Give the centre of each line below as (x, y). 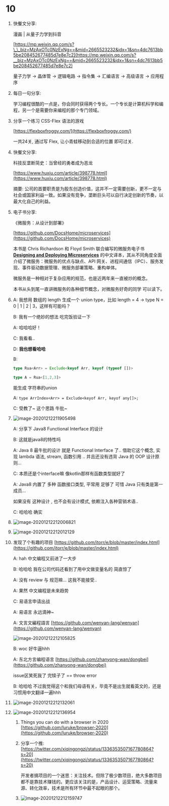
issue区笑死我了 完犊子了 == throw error (55, 675)
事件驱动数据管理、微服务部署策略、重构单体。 (71, 267)
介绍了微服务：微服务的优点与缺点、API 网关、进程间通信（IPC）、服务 (86, 261)
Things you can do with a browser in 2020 (65, 722)
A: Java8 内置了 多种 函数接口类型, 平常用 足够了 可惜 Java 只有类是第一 (88, 484)
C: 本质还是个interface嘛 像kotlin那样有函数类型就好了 (69, 473)
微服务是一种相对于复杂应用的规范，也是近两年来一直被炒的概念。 (81, 278)
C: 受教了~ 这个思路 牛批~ (40, 408)
